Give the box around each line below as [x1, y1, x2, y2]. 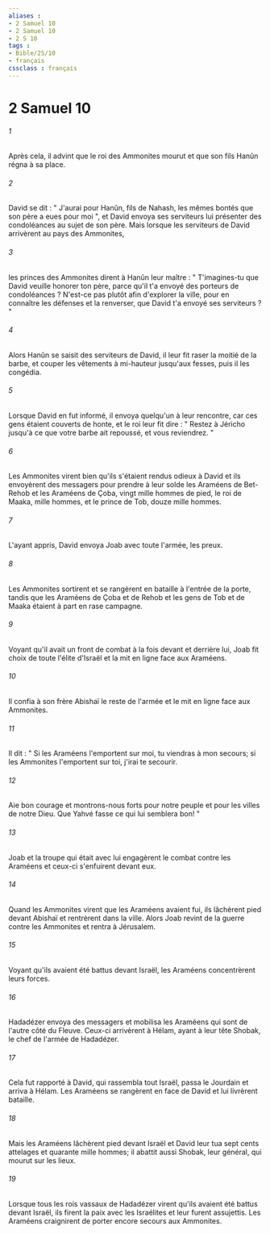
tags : [8, 42, 31, 50]
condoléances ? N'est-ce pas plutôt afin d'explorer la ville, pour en [8, 290, 230, 299]
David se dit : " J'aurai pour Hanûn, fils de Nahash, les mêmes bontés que [8, 203, 254, 213]
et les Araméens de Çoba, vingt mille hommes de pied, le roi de [31, 489, 242, 498]
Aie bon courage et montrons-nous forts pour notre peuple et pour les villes [8, 800, 260, 811]
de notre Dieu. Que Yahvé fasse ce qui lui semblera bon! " [8, 809, 200, 819]
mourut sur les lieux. [8, 1155, 77, 1165]
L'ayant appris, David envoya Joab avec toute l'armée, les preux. [8, 540, 223, 550]
